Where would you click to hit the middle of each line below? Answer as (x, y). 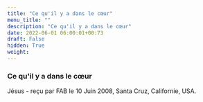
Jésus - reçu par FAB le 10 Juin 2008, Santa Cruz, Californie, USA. (102, 91)
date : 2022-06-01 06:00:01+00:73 (55, 33)
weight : (18, 52)
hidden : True (26, 45)
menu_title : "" (29, 20)
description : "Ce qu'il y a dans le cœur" (69, 26)
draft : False (26, 39)
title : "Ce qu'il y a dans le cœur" (60, 13)
